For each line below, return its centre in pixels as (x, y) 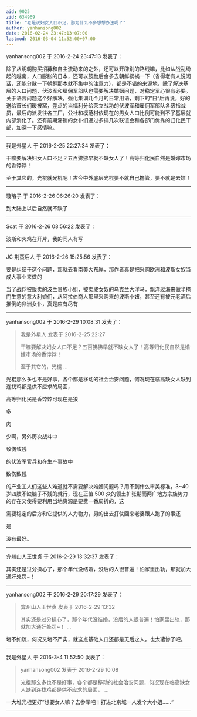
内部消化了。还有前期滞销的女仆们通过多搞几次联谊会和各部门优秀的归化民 (96, 120)
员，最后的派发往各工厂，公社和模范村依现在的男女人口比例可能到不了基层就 (98, 113)
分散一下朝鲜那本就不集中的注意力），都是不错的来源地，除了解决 (105, 83)
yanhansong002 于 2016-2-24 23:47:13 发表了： (64, 56)
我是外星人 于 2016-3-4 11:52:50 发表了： (56, 657)
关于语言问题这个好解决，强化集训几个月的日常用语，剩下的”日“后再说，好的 (98, 98)
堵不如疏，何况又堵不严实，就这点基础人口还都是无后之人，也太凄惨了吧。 (96, 639)
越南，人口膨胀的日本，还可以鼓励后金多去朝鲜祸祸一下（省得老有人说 (101, 76)
